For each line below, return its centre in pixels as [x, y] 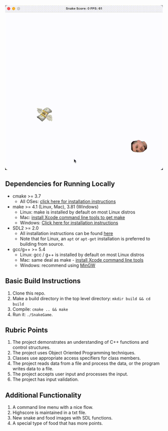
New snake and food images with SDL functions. [62, 418]
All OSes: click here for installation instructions [68, 201]
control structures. [31, 347]
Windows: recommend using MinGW [58, 265]
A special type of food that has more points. [58, 423]
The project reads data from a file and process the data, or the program [86, 363]
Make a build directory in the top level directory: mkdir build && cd [81, 298]
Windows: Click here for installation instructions [69, 223]
